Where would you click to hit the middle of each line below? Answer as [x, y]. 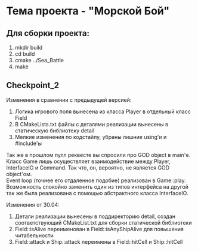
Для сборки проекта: [48, 33]
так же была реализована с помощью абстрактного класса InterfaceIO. [97, 193]
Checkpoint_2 [33, 85]
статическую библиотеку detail [55, 131]
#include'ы [28, 143]
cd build [25, 54]
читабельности [34, 235]
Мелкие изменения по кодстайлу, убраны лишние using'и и [91, 137]
